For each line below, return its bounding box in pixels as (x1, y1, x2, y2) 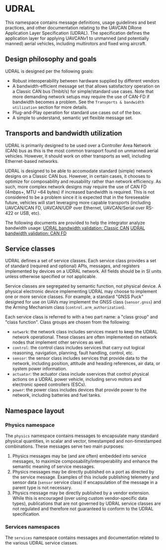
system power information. (12, 366, 67, 372)
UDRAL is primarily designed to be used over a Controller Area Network (5, 142, 152, 148)
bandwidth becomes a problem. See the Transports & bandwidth (12, 99, 145, 105)
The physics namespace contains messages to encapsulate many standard (5, 433, 159, 439)
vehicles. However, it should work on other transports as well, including (5, 153, 151, 159)
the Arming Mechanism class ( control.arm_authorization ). (5, 304, 125, 311)
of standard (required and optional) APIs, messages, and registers (5, 263, 140, 269)
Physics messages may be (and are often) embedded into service (12, 453, 147, 459)
